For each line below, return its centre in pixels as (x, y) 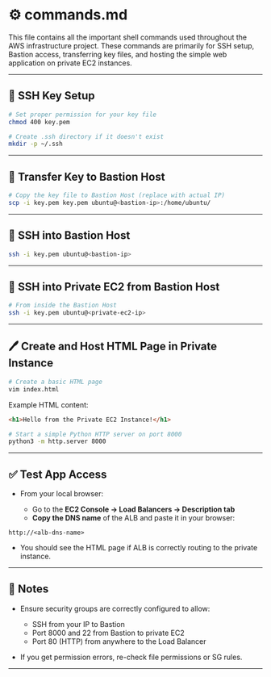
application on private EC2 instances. (71, 63)
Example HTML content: (48, 404)
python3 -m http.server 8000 (57, 441)
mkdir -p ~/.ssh (35, 144)
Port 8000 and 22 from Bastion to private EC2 (108, 633)
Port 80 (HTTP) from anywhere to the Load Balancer (119, 641)
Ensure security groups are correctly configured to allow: (115, 608)
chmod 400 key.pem (39, 122)
